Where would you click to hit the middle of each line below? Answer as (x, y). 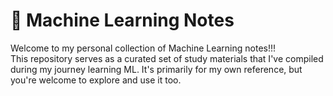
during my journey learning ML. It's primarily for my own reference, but (156, 69)
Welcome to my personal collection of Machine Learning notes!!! (143, 48)
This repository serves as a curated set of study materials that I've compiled (167, 58)
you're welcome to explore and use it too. (96, 80)
